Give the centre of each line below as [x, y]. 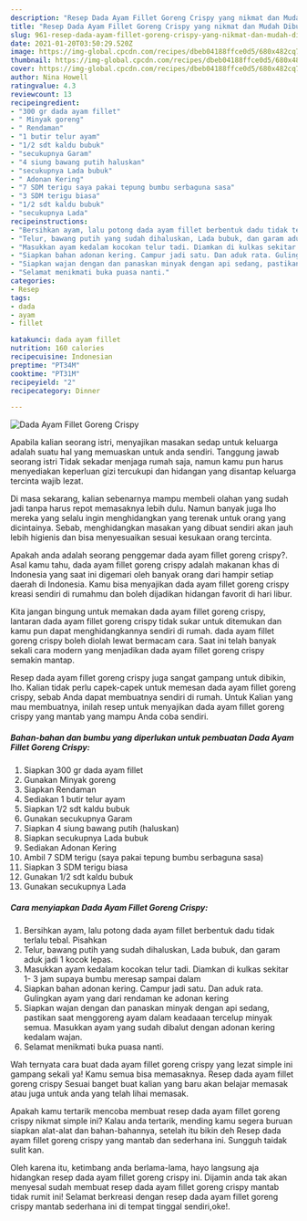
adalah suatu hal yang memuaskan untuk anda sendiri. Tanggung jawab [145, 452]
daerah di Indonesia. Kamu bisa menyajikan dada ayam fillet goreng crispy [150, 584]
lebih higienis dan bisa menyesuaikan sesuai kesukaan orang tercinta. [141, 537]
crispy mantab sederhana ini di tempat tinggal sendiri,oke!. [120, 1206]
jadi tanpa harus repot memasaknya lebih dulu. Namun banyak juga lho [143, 508]
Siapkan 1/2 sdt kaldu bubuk [77, 809]
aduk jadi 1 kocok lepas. [68, 960]
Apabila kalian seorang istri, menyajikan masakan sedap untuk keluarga [144, 443]
